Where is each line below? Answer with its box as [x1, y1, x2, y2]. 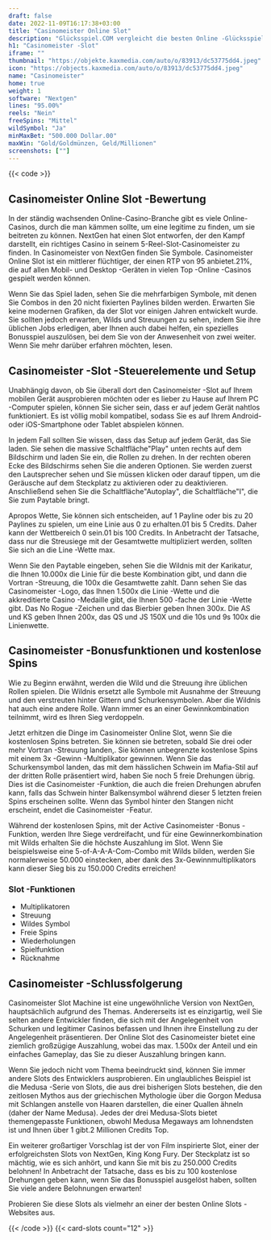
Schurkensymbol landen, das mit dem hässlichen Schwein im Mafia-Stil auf [8, 762, 259, 772]
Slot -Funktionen [8, 884, 76, 895]
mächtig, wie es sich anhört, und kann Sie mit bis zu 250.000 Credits [8, 1158, 237, 1167]
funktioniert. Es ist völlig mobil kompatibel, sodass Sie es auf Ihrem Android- [8, 411, 262, 420]
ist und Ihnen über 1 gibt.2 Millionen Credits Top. [8, 1125, 169, 1134]
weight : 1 [8, 86, 42, 95]
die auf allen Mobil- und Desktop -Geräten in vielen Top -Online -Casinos [8, 265, 252, 275]
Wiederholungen [19, 936, 77, 946]
